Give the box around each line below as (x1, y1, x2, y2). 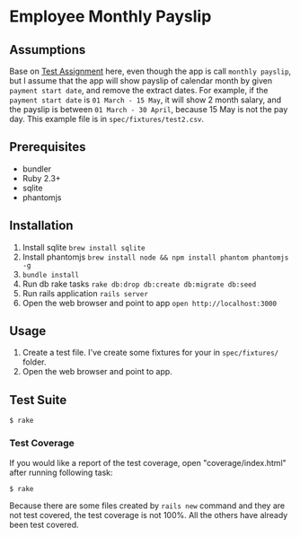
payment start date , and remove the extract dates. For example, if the (9, 85, 269, 95)
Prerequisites (9, 139, 86, 154)
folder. (22, 357, 47, 367)
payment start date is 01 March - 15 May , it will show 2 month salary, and (9, 94, 281, 105)
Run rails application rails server (22, 287, 148, 298)
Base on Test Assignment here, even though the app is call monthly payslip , (9, 66, 292, 76)
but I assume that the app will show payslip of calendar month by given (9, 75, 272, 86)
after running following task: (9, 467, 114, 478)
